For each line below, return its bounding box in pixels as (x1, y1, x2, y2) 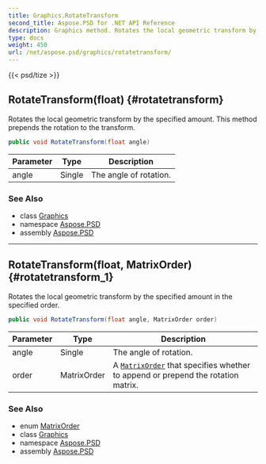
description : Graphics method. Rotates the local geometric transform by (8, 26, 257, 34)
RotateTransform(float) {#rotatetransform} (8, 93, 224, 107)
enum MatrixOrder (19, 421, 80, 431)
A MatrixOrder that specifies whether (112, 359, 251, 370)
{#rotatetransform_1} (8, 270, 114, 284)
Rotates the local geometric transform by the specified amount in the (8, 291, 233, 301)
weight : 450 (8, 41, 47, 49)
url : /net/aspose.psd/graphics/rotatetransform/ (8, 48, 172, 56)
